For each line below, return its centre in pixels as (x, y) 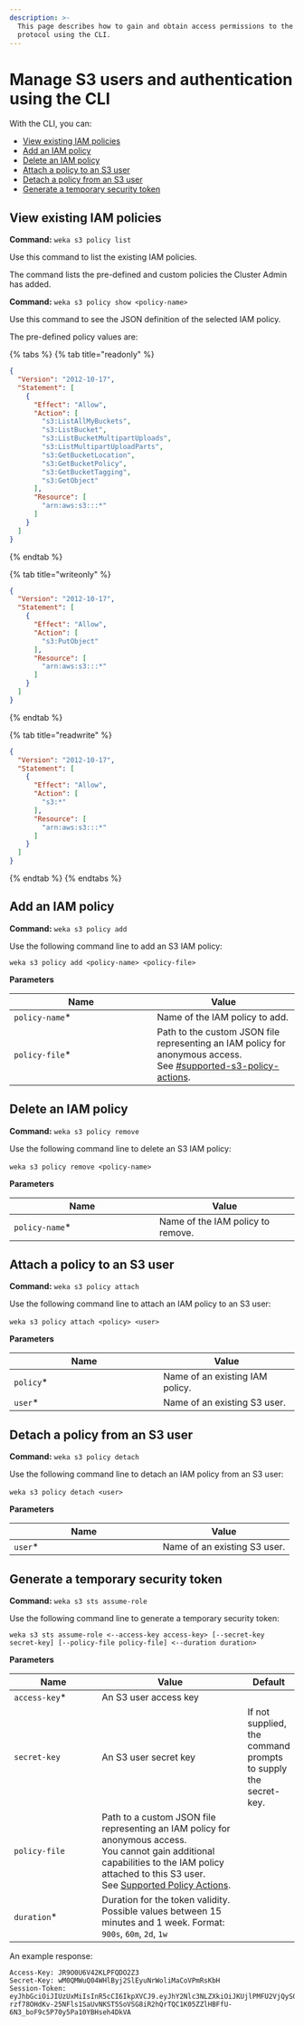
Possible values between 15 (161, 1911)
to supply (267, 1769)
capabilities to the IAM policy (163, 1863)
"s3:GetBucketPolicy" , (85, 463)
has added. (30, 284)
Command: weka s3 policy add (68, 928)
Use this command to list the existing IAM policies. (103, 257)
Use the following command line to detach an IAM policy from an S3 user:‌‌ (147, 1474)
